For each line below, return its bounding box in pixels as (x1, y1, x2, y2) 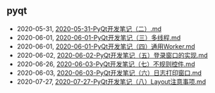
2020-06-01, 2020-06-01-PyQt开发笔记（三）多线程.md (16, 33, 181, 42)
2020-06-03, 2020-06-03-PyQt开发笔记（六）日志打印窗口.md (16, 68, 202, 77)
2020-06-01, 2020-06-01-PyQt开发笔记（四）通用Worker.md (16, 42, 195, 51)
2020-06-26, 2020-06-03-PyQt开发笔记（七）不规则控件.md (16, 59, 195, 68)
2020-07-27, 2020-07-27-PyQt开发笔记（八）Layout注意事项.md (16, 77, 207, 86)
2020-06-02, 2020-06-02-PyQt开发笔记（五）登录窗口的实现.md (16, 51, 209, 59)
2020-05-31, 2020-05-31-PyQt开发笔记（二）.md (16, 24, 162, 33)
